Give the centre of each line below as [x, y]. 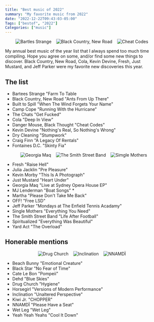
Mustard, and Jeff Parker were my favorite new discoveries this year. [74, 67]
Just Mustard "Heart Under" [40, 180]
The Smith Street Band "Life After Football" [55, 216]
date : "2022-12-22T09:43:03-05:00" [41, 19]
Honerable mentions [37, 242]
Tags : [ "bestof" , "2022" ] [31, 23]
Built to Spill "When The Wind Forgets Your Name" [63, 104]
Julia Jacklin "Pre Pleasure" [40, 169]
